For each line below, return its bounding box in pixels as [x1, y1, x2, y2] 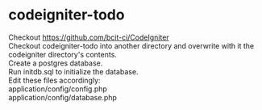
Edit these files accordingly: [8, 75, 101, 85]
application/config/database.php [8, 92, 117, 102]
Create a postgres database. [8, 58, 103, 68]
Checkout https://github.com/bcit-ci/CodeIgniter [8, 32, 169, 42]
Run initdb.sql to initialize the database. [8, 66, 139, 76]
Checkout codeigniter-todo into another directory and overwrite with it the [8, 40, 255, 50]
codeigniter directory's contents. [8, 49, 117, 59]
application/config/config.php [8, 83, 107, 94]
